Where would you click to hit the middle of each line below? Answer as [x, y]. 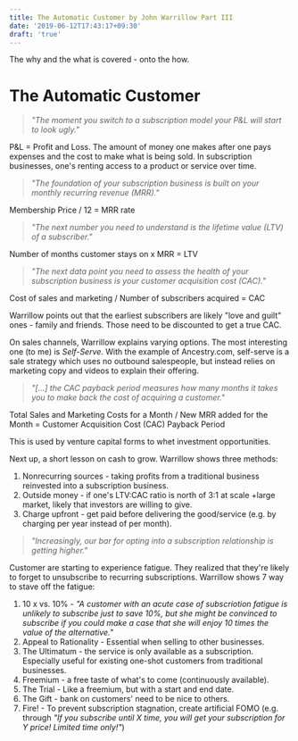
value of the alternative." [68, 633]
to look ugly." [55, 129]
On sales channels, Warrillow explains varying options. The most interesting [149, 342]
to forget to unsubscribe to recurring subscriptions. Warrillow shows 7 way [146, 578]
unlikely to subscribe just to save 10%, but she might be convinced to [149, 613]
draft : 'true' [36, 34]
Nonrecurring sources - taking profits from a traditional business [141, 476]
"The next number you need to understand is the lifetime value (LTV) [157, 228]
